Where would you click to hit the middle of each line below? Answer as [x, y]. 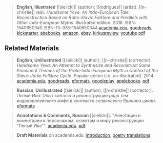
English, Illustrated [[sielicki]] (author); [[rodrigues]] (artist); [77, 7]
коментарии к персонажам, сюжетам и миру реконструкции [80, 120]
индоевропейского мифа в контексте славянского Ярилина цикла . [86, 101]
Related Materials [32, 48]
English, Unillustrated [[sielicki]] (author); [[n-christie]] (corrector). [84, 60]
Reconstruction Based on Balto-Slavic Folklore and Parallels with [82, 17]
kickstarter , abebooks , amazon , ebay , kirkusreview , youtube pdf [81, 33]
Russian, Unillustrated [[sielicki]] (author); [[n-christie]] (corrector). [85, 90]
